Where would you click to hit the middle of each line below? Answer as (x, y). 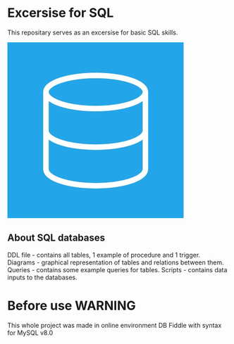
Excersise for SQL (61, 13)
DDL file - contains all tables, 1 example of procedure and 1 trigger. (104, 255)
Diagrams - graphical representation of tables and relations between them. (116, 262)
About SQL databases (56, 238)
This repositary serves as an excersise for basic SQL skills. (93, 32)
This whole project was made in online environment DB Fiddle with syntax (115, 325)
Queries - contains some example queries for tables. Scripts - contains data (117, 269)
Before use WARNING (72, 306)
